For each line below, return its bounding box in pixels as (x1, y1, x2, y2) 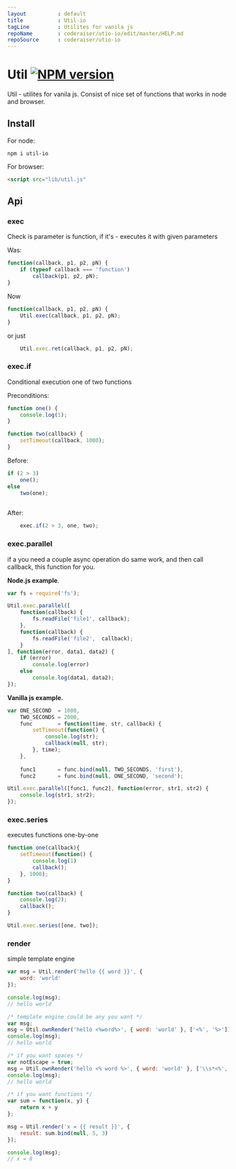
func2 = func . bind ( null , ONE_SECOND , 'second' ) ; (20, 773, 184, 780)
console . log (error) (32, 661, 90, 669)
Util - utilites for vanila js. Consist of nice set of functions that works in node (7, 90, 227, 98)
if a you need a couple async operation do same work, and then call (7, 555, 204, 563)
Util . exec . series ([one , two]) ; (7, 922, 99, 929)
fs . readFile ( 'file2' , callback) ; (32, 635, 133, 642)
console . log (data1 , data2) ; (32, 674, 114, 682)
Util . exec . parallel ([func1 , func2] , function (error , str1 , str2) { (7, 785, 209, 792)
